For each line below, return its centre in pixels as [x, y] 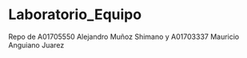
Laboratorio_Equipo [75, 15]
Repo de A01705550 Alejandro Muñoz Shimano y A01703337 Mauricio [124, 37]
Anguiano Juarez [36, 44]
